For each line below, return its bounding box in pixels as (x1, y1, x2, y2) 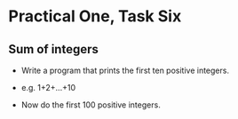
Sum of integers (8, 42, 99, 57)
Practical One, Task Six (8, 6, 182, 27)
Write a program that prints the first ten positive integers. (20, 65, 230, 75)
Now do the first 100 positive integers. (20, 99, 161, 110)
